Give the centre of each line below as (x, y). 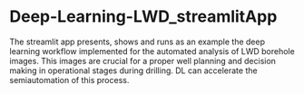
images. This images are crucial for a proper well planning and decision (143, 61)
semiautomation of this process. (69, 80)
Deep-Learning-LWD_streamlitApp (143, 17)
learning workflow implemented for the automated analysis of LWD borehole (152, 51)
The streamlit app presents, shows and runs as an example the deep (137, 42)
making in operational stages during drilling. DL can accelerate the (133, 70)
